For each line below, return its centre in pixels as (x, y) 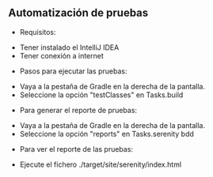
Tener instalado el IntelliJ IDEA (69, 47)
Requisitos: (38, 32)
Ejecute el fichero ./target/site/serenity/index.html (101, 164)
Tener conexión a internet (62, 55)
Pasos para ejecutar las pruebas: (73, 71)
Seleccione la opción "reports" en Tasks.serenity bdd (106, 134)
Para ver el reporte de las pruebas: (76, 149)
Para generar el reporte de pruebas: (78, 110)
